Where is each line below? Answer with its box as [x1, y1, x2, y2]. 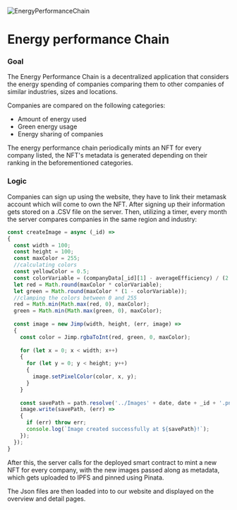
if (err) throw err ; [25, 419, 87, 427]
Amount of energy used [17, 115, 87, 124]
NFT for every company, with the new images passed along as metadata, [7, 465, 220, 474]
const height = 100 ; [13, 248, 74, 256]
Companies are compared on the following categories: [7, 101, 166, 109]
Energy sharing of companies [17, 130, 104, 138]
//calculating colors [13, 261, 78, 268]
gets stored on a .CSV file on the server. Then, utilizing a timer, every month [7, 207, 227, 215]
